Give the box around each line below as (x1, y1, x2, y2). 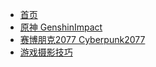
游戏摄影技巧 (19, 46, 73, 58)
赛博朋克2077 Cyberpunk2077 (19, 34, 146, 45)
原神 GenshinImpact (19, 21, 103, 33)
